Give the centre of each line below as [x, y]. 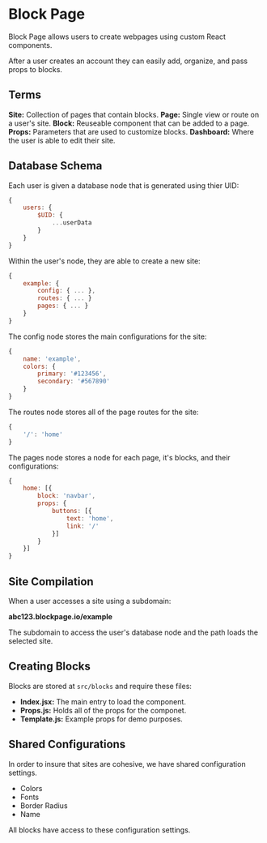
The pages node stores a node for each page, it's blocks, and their [119, 457]
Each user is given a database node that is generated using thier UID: [124, 185]
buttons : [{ [72, 511]
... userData [72, 223]
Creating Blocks [49, 667]
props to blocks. [36, 69]
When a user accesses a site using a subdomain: [90, 601]
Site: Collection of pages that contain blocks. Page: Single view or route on [134, 114]
